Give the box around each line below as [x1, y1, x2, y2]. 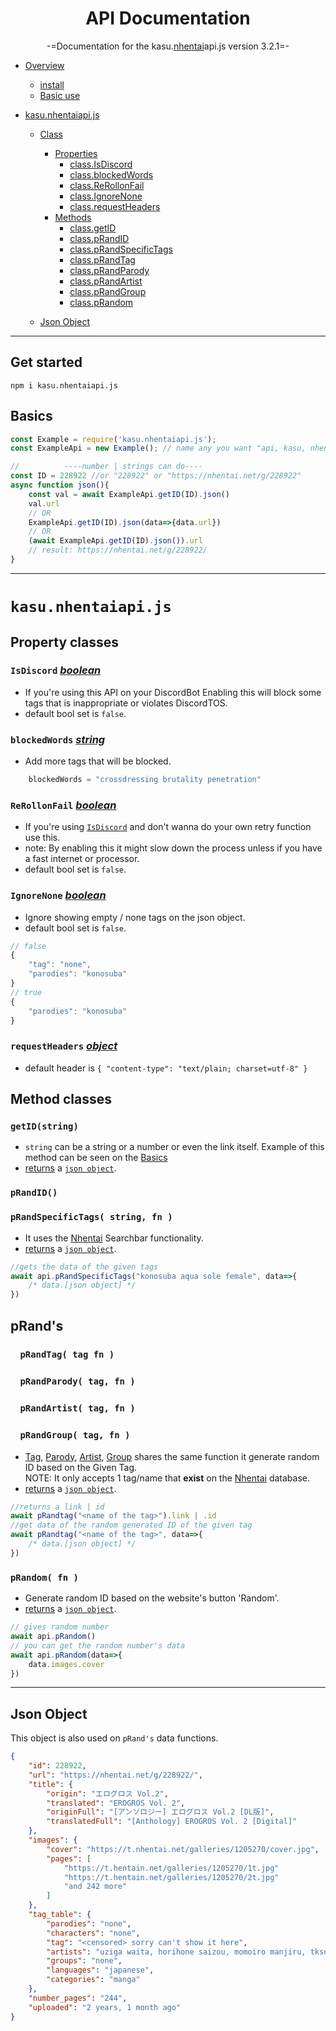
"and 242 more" [63, 1882, 128, 1892]
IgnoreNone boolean [10, 888, 107, 902]
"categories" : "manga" [46, 1975, 141, 1985]
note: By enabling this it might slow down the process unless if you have [24, 842, 323, 854]
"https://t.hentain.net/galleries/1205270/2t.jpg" [63, 1872, 280, 1882]
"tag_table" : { [28, 1910, 92, 1920]
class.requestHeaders [69, 200, 161, 212]
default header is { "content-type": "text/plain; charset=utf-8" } [24, 1062, 308, 1074]
